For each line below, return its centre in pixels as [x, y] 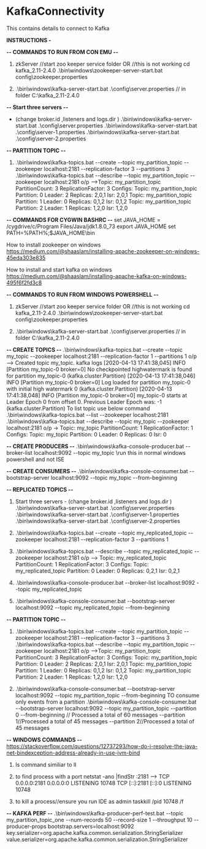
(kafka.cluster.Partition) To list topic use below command [78, 408]
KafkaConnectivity [55, 11]
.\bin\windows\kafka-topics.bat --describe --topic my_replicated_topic [104, 551]
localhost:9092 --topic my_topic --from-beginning [114, 478]
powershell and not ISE [35, 459]
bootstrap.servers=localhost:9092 [91, 826]
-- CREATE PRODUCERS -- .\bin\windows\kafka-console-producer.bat [95, 446]
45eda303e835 [26, 257]
